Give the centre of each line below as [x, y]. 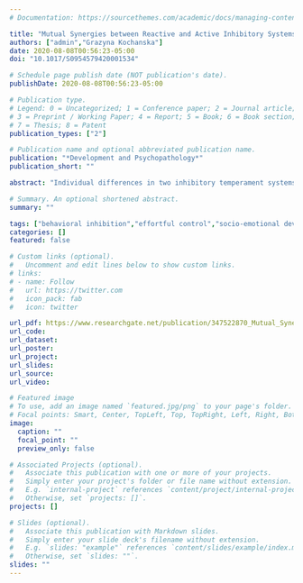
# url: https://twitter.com [66, 290]
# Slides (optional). [50, 523]
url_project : [34, 357]
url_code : [28, 332]
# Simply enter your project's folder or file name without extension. [151, 482]
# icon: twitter [44, 307]
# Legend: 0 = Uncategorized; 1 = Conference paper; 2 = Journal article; [153, 108]
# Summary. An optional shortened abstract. [94, 199]
